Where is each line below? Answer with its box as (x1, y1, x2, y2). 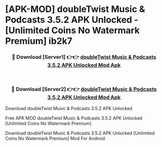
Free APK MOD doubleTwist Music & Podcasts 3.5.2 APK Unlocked (5, 115, 142, 121)
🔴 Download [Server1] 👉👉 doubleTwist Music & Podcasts (11, 53, 156, 60)
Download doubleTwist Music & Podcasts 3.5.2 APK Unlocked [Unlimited (5, 130, 155, 136)
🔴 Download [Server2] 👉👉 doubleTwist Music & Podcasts (11, 86, 157, 93)
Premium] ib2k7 (5, 35, 72, 47)
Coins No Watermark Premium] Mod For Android (5, 135, 105, 141)
